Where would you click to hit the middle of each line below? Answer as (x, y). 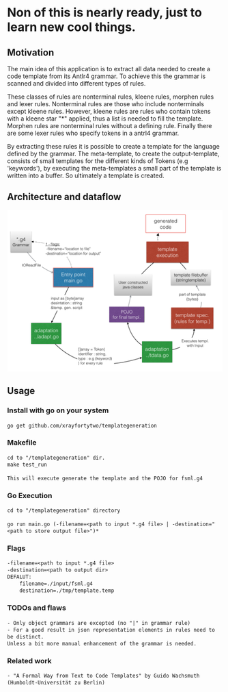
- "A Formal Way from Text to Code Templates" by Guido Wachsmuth (103, 676)
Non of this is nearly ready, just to (105, 13)
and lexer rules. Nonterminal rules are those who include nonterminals (106, 104)
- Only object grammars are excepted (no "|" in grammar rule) (99, 623)
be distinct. (26, 637)
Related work (30, 660)
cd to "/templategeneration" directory (64, 511)
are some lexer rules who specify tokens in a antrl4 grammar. (93, 133)
